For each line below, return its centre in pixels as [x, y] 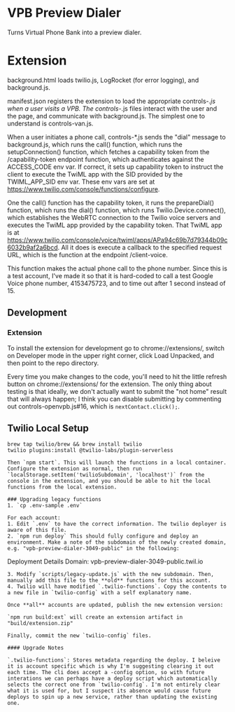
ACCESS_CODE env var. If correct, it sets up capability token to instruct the [115, 167]
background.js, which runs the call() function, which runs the [95, 144]
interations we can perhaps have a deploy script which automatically [112, 679]
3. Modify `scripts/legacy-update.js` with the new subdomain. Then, [111, 575]
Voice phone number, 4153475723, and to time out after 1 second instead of [116, 283]
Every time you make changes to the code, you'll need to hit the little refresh [117, 376]
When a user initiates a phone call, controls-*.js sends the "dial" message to [116, 137]
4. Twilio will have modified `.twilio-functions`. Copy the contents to [117, 587]
